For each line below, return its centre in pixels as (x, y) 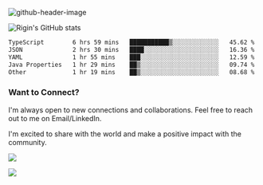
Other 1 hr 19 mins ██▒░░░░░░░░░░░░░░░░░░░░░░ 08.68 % (131, 72)
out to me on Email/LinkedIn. (55, 118)
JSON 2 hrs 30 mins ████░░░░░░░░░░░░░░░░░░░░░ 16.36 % (131, 49)
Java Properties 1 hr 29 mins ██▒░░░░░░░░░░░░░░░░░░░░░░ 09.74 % (131, 65)
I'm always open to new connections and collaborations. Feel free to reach (131, 110)
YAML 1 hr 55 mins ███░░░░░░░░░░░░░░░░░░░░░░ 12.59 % (131, 57)
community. (27, 142)
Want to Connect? (44, 92)
